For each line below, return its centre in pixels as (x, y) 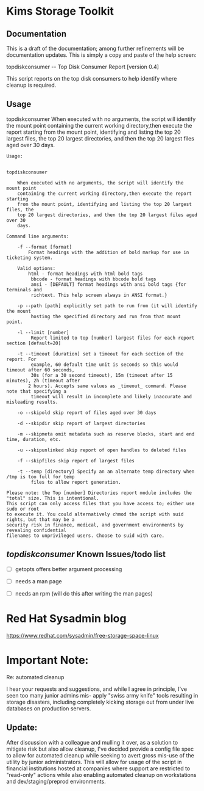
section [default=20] (34, 343)
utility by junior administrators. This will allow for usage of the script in (94, 762)
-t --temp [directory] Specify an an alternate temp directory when (106, 472)
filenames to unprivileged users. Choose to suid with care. (86, 536)
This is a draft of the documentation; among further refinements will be (95, 48)
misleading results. (33, 402)
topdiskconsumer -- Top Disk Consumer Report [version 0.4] (83, 67)
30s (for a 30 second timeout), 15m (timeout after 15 (102, 375)
